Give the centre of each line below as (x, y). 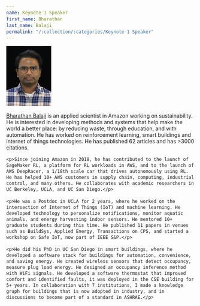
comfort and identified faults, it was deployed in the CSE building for (100, 280)
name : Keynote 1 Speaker (37, 13)
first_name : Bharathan (34, 19)
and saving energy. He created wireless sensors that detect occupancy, (99, 262)
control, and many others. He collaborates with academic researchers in (100, 184)
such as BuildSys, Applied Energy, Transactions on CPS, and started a (97, 232)
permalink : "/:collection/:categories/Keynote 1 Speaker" (80, 32)
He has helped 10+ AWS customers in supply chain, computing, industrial (100, 178)
